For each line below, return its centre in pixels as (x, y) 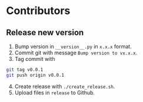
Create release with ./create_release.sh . (65, 86)
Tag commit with (35, 59)
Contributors (38, 11)
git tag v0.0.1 (25, 70)
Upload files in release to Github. (55, 93)
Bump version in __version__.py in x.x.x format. (73, 46)
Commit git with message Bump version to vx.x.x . (76, 53)
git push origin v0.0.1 (35, 75)
